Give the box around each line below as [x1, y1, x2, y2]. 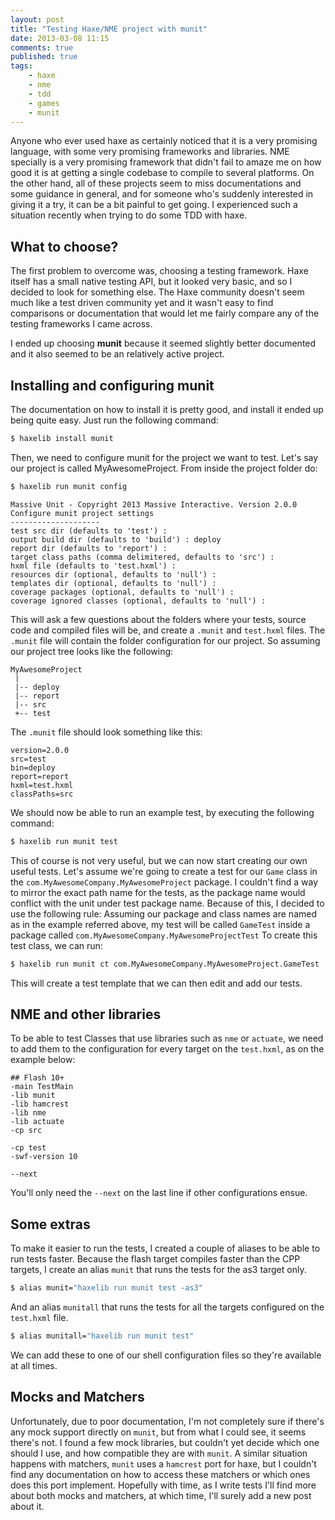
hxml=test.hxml [10, 780, 74, 790]
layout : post [10, 14, 65, 25]
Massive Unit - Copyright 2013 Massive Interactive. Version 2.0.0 [10, 499, 298, 510]
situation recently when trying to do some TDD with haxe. [10, 209, 248, 221]
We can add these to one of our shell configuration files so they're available [10, 1349, 322, 1361]
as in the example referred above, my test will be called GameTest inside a [10, 918, 311, 930]
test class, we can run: [10, 939, 103, 951]
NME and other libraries [10, 1006, 162, 1023]
